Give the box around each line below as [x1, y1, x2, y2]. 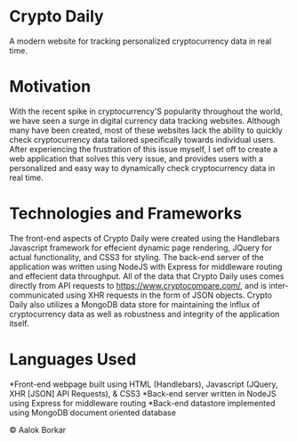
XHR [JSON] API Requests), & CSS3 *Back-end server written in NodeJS [9, 388, 277, 398]
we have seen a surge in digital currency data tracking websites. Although [9, 115, 280, 126]
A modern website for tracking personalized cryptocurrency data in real [9, 36, 272, 46]
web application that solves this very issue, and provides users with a [9, 153, 264, 164]
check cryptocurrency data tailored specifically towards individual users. [9, 134, 276, 144]
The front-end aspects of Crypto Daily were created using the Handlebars [9, 233, 280, 243]
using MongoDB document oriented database [9, 407, 176, 418]
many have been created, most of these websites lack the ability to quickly [9, 125, 283, 135]
